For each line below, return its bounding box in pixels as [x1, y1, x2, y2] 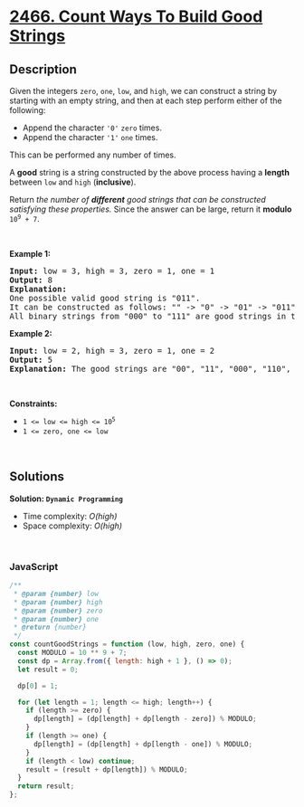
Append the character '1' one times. [22, 132, 158, 142]
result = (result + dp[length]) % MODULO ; [25, 764, 188, 774]
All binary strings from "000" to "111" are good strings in [9, 311, 287, 321]
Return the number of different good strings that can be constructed [9, 195, 267, 204]
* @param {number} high [13, 597, 103, 607]
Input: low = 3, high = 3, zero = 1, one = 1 [9, 266, 215, 276]
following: [9, 105, 46, 115]
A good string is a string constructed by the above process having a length [9, 167, 290, 177]
